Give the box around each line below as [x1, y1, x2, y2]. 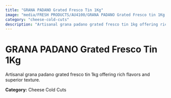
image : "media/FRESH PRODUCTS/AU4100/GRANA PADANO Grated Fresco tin [5, 12, 156, 17]
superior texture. [5, 77, 41, 83]
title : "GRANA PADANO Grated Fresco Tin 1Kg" [5, 7, 103, 13]
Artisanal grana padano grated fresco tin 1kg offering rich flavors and [5, 71, 150, 78]
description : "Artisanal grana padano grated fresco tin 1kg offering [5, 21, 158, 27]
